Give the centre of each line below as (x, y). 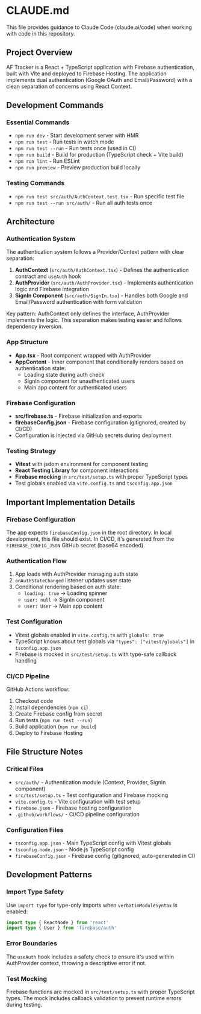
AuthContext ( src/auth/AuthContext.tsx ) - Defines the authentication (102, 270)
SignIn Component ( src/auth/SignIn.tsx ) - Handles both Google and (101, 295)
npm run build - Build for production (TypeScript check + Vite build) (99, 155)
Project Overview (39, 53)
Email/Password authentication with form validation (79, 302)
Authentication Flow (37, 561)
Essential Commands (38, 122)
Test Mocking (26, 978)
